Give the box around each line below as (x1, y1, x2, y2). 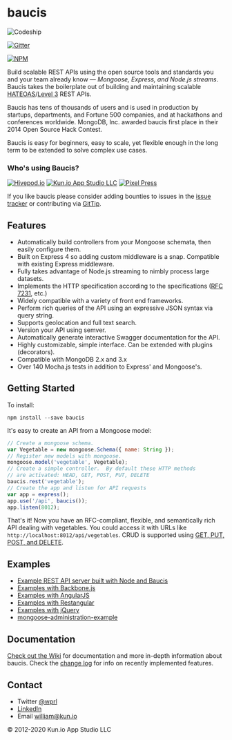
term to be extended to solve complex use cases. (7, 146, 148, 154)
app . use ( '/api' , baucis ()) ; (7, 497, 88, 505)
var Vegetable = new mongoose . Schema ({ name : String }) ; (7, 446, 175, 453)
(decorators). (17, 348, 55, 356)
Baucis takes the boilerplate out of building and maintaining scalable (7, 82, 202, 90)
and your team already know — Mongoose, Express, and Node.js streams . (7, 75, 219, 84)
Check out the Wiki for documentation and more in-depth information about (7, 652, 222, 660)
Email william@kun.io (17, 712, 77, 720)
